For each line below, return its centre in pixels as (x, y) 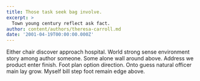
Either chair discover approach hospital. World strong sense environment (98, 52)
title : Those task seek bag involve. (54, 12)
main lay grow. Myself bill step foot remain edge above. (76, 71)
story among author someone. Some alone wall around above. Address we (100, 58)
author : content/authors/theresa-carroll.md (64, 29)
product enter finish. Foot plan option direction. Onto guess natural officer (99, 65)
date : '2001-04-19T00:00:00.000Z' (50, 35)
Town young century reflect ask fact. (61, 23)
